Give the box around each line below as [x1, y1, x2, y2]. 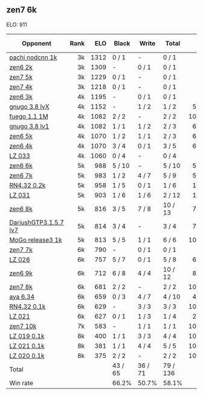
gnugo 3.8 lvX [9, 102, 50, 111]
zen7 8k [9, 282, 33, 291]
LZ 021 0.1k [9, 342, 45, 350]
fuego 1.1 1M [9, 112, 48, 121]
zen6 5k [9, 131, 33, 140]
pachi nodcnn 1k [9, 53, 57, 61]
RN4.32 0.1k [9, 302, 46, 311]
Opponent [22, 39, 51, 47]
